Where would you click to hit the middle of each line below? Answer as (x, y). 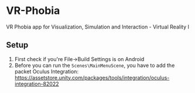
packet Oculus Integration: (47, 71)
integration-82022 (37, 84)
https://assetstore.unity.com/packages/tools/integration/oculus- (92, 77)
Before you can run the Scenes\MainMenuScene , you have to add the (95, 65)
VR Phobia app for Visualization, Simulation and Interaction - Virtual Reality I (97, 27)
